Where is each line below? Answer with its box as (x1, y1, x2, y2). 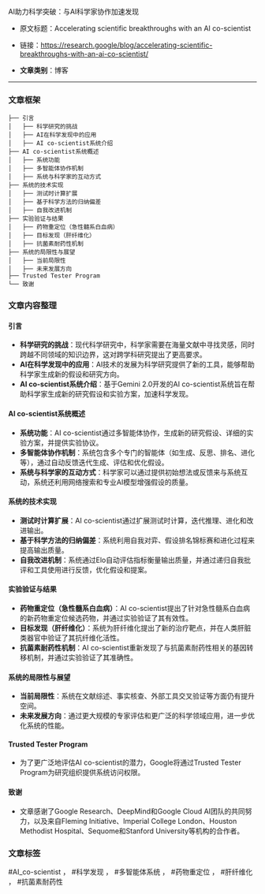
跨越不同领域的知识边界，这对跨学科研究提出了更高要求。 (19, 350, 207, 359)
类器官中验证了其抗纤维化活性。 (19, 633, 124, 643)
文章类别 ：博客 (19, 65, 69, 75)
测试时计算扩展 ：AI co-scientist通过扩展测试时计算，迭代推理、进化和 (19, 516, 247, 525)
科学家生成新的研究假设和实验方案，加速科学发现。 (26, 389, 193, 399)
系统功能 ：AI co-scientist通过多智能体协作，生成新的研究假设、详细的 (19, 428, 247, 438)
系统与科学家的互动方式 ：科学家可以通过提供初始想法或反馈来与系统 (19, 467, 241, 477)
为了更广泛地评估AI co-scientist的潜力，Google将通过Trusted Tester (19, 758, 242, 767)
